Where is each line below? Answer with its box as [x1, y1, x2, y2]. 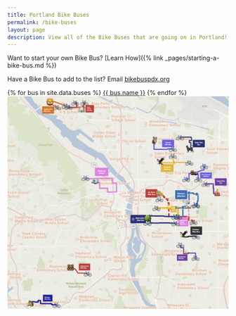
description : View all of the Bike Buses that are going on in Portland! [7, 34, 228, 41]
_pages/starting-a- [164, 53, 220, 63]
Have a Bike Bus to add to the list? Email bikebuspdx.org [7, 75, 170, 84]
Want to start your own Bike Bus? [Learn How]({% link [7, 53, 164, 63]
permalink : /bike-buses [7, 18, 77, 26]
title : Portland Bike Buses [7, 11, 90, 18]
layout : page [7, 26, 46, 33]
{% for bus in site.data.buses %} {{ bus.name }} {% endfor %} [7, 89, 188, 97]
